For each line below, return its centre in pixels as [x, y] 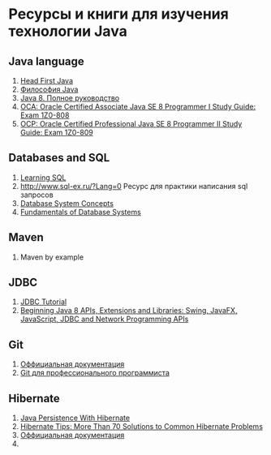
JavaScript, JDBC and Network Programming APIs [104, 319]
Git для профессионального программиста [95, 373]
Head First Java [47, 81]
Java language [46, 61]
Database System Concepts [67, 203]
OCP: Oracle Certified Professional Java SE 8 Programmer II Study [131, 124]
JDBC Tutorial [43, 302]
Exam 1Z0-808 [45, 115]
